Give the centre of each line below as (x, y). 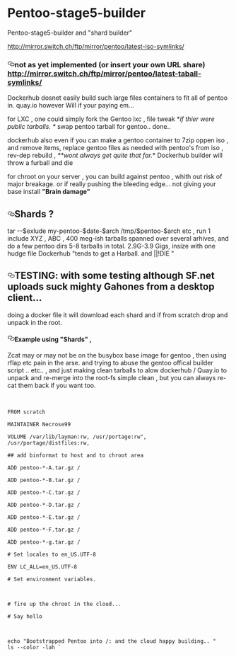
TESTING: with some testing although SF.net (115, 276)
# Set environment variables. (52, 579)
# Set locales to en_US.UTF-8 (52, 555)
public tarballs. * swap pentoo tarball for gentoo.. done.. (89, 127)
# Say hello (25, 617)
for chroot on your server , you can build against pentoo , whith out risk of (115, 177)
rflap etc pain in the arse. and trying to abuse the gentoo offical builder (110, 363)
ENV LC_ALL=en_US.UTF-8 (42, 567)
